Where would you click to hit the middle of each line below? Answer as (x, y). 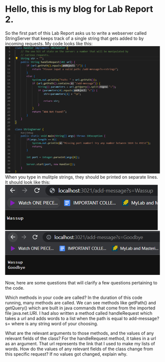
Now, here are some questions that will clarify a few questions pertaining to (81, 283)
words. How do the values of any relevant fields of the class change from (79, 349)
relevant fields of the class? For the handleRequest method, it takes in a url (81, 338)
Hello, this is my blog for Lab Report (79, 9)
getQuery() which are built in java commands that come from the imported (80, 308)
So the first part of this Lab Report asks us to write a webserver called (76, 33)
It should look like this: (28, 182)
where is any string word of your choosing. (55, 324)
